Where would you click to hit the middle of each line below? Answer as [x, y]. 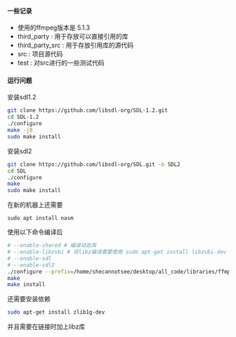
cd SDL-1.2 [23, 117]
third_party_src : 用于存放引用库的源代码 [75, 45]
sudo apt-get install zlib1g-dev [56, 312]
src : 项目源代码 [40, 54]
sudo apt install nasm [40, 218]
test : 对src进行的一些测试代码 [61, 63]
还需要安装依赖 [29, 299]
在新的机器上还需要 [35, 205]
